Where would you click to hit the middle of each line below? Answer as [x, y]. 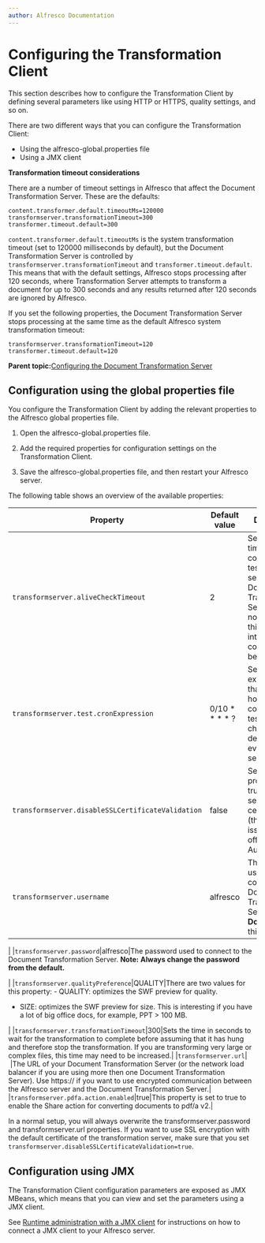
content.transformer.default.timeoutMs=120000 [86, 211]
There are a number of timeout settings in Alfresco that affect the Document [132, 188]
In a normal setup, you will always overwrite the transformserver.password [129, 1122]
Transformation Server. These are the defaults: [84, 196]
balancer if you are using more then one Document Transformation [117, 1073]
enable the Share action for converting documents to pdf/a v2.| [111, 1106]
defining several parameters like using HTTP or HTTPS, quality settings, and [132, 101]
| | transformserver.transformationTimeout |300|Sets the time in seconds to [130, 1031]
